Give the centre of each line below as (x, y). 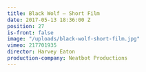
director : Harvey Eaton (41, 52)
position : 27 (26, 26)
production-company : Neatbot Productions (67, 58)
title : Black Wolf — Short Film (53, 13)
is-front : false (30, 33)
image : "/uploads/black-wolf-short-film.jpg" (73, 39)
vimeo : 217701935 (32, 45)
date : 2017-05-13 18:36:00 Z (49, 20)
